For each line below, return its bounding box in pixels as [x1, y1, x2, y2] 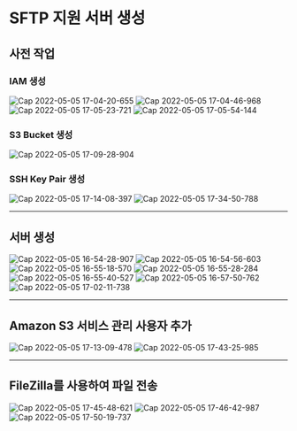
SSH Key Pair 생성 [9, 173, 86, 186]
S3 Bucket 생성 [9, 128, 73, 141]
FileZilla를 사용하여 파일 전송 [9, 378, 158, 394]
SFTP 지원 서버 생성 [9, 8, 146, 28]
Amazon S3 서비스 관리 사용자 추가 [9, 318, 192, 333]
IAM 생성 [9, 74, 47, 87]
